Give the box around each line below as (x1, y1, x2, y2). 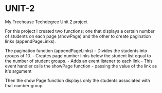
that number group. (5, 82, 44, 88)
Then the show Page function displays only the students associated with (5, 78, 150, 83)
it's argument (5, 68, 32, 74)
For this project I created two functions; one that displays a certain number (5, 28, 155, 34)
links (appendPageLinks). (5, 38, 56, 44)
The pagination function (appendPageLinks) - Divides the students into (5, 48, 147, 53)
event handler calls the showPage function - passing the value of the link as (5, 63, 157, 69)
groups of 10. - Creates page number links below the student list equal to (5, 53, 151, 58)
